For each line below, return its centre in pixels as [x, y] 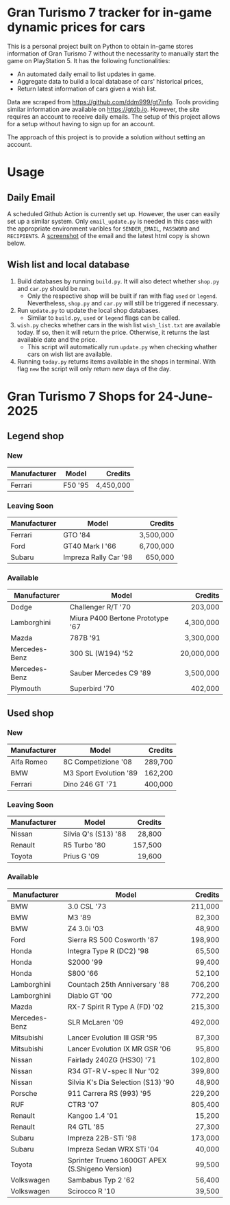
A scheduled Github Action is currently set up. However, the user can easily [114, 213]
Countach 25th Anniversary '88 [118, 984]
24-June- [186, 396]
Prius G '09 [81, 856]
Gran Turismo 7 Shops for [81, 396]
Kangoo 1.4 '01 [93, 1115]
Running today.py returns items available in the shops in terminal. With [116, 361]
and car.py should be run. [54, 288]
